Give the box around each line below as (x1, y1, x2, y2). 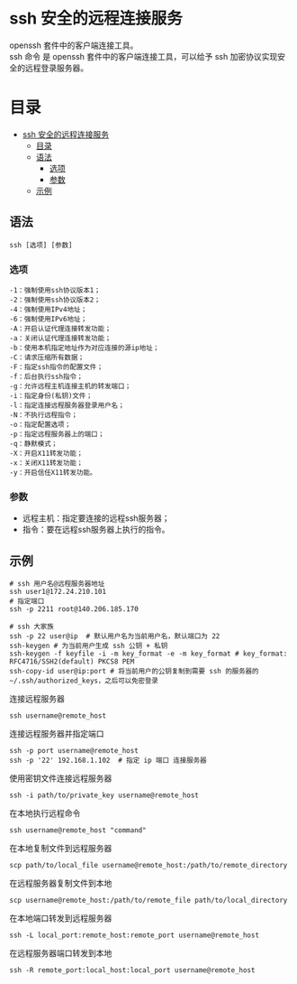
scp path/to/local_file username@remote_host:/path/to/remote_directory (9, 861, 288, 870)
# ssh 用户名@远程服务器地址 (9, 580, 105, 589)
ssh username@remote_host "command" (9, 826, 147, 835)
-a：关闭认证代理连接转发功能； (9, 333, 112, 343)
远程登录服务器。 (24, 62, 88, 73)
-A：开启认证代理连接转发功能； (9, 324, 112, 333)
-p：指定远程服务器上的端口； (9, 430, 105, 439)
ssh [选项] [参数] (9, 240, 73, 249)
